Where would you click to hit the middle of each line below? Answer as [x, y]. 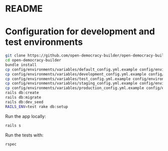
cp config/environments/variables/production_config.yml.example [74, 88]
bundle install [21, 65]
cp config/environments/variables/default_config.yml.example [71, 69]
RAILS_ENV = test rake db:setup [37, 106]
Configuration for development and [80, 32]
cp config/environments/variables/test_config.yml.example [68, 79]
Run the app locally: [25, 116]
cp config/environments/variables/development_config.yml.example [76, 74]
